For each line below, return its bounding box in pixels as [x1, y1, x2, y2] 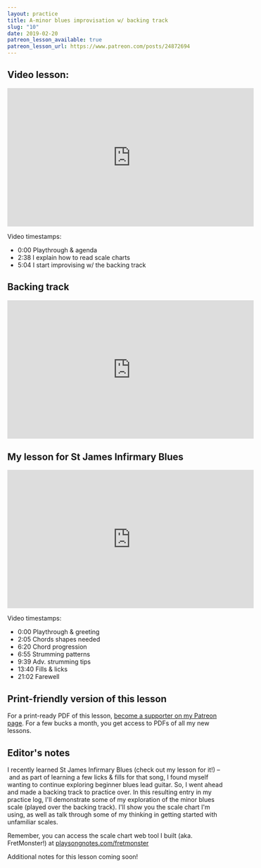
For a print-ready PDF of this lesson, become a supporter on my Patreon [7, 711, 217, 720]
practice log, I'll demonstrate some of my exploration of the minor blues [7, 796, 215, 804]
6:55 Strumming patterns [17, 650, 90, 659]
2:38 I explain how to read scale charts [17, 253, 130, 261]
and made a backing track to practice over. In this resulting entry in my [7, 788, 212, 796]
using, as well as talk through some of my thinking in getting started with [7, 810, 218, 819]
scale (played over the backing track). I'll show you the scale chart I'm [7, 803, 211, 812]
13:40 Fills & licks [17, 665, 68, 673]
